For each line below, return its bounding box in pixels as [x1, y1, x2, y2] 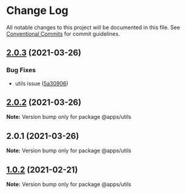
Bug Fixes [6, 66, 36, 75]
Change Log [6, 4, 68, 18]
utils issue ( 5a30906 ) [15, 79, 68, 87]
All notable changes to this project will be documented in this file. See [6, 24, 181, 31]
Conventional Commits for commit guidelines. [6, 30, 120, 37]
